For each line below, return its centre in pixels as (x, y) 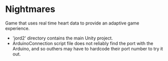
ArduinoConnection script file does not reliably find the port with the (83, 43)
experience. (18, 28)
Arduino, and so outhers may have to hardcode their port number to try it (88, 48)
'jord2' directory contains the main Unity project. (63, 38)
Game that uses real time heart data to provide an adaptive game (72, 23)
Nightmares (30, 9)
